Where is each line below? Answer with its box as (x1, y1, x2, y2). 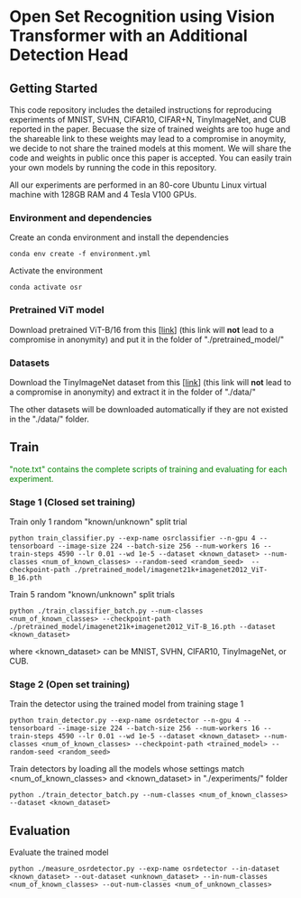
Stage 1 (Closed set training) (9, 495, 136, 508)
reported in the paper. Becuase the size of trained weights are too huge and (9, 124, 291, 134)
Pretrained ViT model (9, 304, 105, 317)
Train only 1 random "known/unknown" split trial (9, 516, 187, 527)
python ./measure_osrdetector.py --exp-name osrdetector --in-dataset (9, 865, 280, 874)
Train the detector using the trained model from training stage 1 (9, 699, 244, 709)
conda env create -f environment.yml (9, 250, 151, 259)
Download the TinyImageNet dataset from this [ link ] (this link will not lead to (9, 376, 292, 387)
